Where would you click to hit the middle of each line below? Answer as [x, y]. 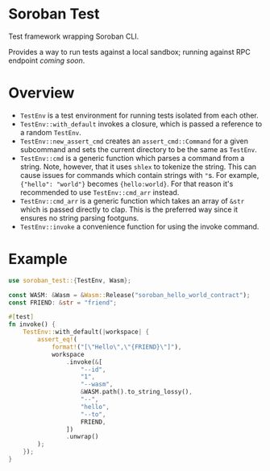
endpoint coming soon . [47, 60]
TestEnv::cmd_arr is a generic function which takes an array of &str [132, 200]
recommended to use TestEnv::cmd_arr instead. [100, 192]
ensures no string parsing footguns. [79, 217]
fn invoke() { [32, 324]
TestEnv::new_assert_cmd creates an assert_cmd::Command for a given [134, 141]
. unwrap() [82, 437]
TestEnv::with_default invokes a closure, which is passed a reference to [141, 124]
